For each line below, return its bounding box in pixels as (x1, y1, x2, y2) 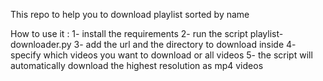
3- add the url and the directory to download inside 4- (73, 39, 297, 50)
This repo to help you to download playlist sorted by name (10, 9, 250, 20)
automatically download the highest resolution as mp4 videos (10, 60, 264, 71)
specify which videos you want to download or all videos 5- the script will (10, 49, 313, 61)
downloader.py (10, 39, 72, 50)
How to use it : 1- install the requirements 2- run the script (10, 28, 248, 39)
